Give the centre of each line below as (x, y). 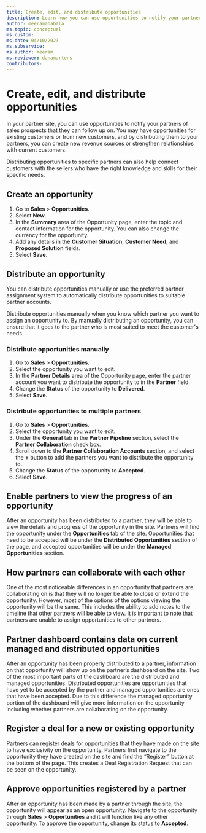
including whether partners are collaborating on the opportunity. (87, 710)
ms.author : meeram (30, 52)
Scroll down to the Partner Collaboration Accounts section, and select (105, 451)
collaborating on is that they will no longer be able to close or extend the (97, 594)
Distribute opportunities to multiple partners (74, 411)
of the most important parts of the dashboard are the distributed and (93, 677)
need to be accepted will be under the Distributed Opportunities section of (102, 540)
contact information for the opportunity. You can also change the (97, 229)
